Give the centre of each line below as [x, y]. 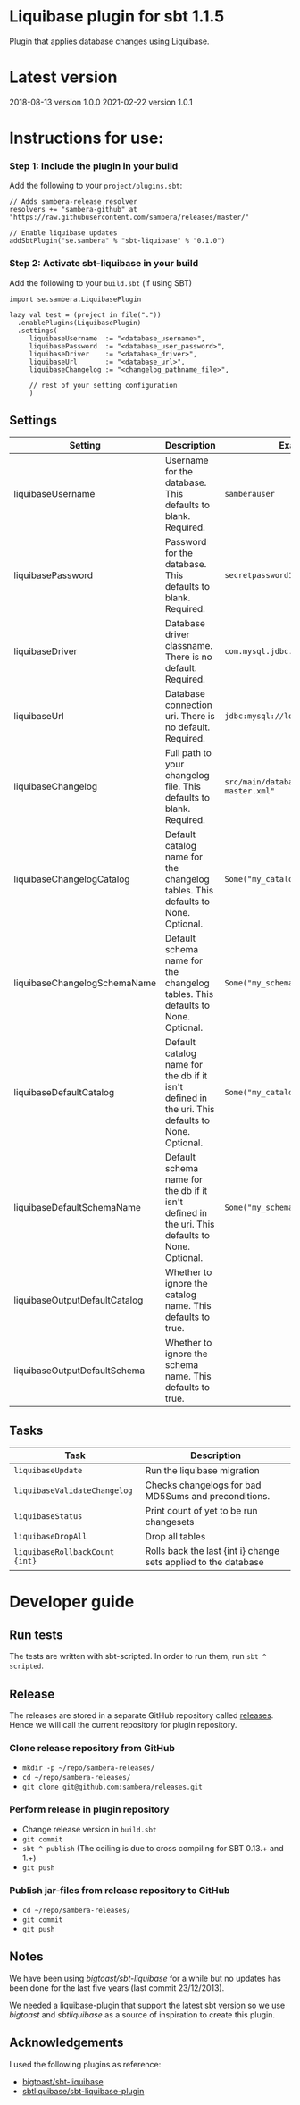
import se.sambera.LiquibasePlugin [75, 299]
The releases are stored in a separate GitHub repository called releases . [142, 1715]
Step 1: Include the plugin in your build [94, 165]
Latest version [63, 77]
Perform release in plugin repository [89, 1809]
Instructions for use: [87, 138]
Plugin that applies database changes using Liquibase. [109, 41]
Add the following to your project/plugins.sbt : [96, 186]
